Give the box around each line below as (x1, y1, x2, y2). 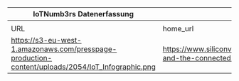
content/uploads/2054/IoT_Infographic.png (11, 62, 156, 72)
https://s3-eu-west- (11, 36, 82, 45)
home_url (162, 24, 194, 33)
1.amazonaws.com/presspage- (11, 44, 117, 54)
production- (11, 53, 53, 63)
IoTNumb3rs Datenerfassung (33, 9, 134, 18)
